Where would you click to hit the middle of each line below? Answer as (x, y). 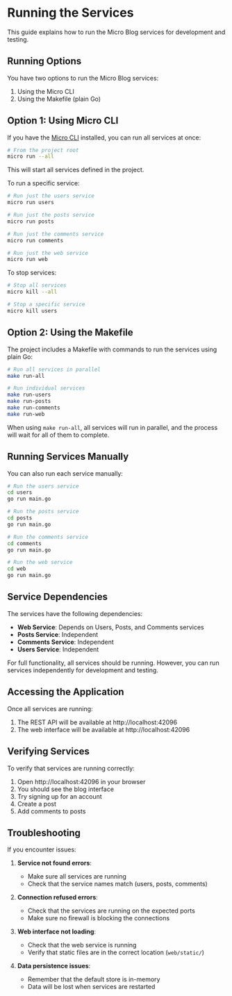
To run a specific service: (43, 183)
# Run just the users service (51, 196)
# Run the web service (40, 563)
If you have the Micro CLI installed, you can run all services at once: (104, 138)
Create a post (37, 804)
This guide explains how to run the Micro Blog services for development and (116, 32)
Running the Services (71, 13)
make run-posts (29, 401)
